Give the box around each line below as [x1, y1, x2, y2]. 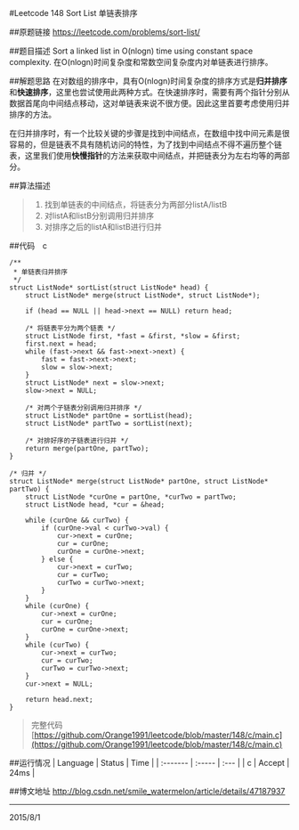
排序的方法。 [9, 110, 56, 119]
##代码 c [9, 240, 47, 251]
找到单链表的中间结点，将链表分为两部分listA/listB [44, 199, 228, 209]
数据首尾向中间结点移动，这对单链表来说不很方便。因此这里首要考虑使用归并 [9, 98, 290, 109]
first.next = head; [25, 339, 98, 348]
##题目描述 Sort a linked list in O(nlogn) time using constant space [9, 45, 254, 56]
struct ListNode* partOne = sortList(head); [25, 411, 193, 420]
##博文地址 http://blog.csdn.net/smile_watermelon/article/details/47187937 [9, 786, 286, 796]
